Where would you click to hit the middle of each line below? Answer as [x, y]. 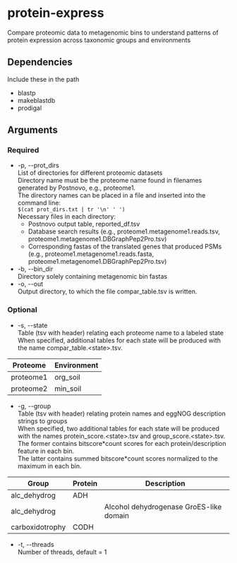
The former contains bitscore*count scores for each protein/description [122, 443]
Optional [22, 310]
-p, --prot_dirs [38, 165]
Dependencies [40, 62]
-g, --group [34, 406]
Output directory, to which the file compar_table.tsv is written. [107, 291]
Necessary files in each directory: [67, 217]
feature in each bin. [45, 451]
